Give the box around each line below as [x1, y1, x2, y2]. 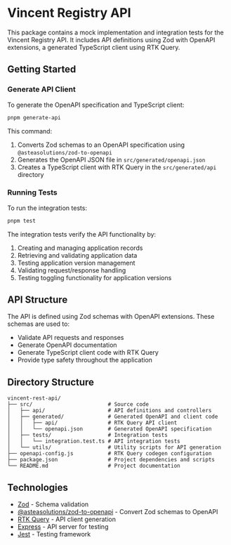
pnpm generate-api [7, 114, 61, 121]
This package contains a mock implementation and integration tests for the [7, 28, 224, 37]
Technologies [7, 481, 69, 493]
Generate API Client [7, 84, 76, 94]
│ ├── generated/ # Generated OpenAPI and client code [7, 413, 218, 421]
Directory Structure [7, 376, 95, 388]
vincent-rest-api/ [7, 395, 61, 402]
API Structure [7, 294, 68, 306]
